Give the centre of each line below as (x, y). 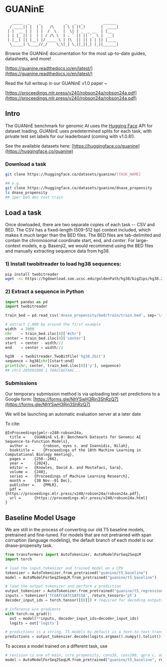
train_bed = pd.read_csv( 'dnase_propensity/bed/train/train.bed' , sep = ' (82, 316)
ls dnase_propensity (27, 192)
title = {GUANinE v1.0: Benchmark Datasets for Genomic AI (75, 437)
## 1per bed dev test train (34, 197)
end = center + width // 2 (34, 347)
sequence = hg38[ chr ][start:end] (40, 361)
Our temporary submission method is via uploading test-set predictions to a (83, 394)
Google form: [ (20, 399)
